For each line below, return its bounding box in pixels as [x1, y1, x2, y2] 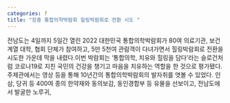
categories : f [7, 10, 48, 17]
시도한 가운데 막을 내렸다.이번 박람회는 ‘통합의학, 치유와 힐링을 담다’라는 [7, 53, 200, 62]
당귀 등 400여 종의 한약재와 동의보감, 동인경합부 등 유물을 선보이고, [16, 79, 196, 87]
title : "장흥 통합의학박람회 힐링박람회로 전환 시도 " [7, 16, 140, 23]
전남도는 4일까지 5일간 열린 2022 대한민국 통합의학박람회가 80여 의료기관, [7, 36, 208, 45]
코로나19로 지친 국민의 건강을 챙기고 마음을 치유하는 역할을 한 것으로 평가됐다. [14, 62, 222, 70]
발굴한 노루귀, [14, 87, 52, 96]
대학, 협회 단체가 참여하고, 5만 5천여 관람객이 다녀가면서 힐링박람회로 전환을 [19, 45, 224, 53]
